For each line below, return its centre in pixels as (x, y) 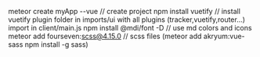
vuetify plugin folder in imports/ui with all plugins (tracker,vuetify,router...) (126, 20)
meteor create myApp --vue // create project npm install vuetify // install (125, 11)
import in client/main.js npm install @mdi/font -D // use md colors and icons (130, 28)
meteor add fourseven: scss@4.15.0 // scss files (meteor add (105, 36)
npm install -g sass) (56, 45)
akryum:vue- (224, 36)
